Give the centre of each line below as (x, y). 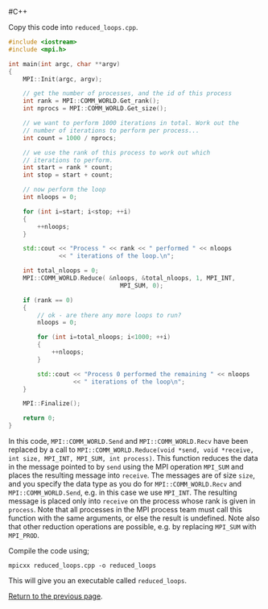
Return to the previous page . (56, 596)
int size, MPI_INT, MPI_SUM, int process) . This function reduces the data (134, 458)
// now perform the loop (64, 190)
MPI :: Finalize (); (52, 404)
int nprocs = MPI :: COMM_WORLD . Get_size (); (95, 109)
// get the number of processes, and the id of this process (127, 93)
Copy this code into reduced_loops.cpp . (73, 27)
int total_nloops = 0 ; (61, 271)
